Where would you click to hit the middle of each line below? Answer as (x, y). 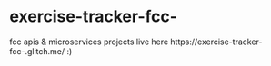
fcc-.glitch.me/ (37, 51)
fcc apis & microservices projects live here (89, 42)
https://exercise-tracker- (216, 42)
